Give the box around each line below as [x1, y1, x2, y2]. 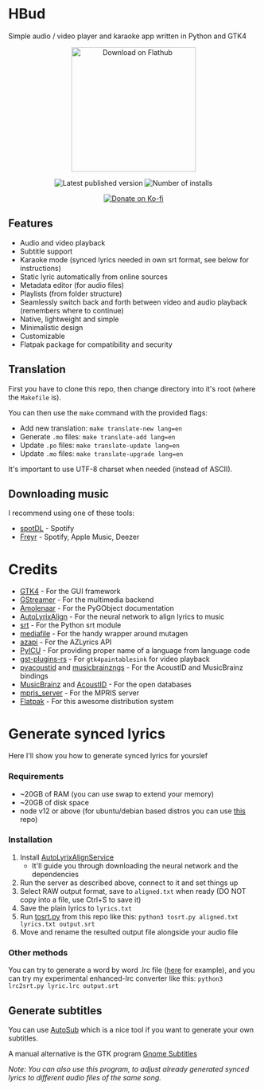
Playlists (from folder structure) [19, 289, 122, 298]
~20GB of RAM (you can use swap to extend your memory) [19, 789, 215, 798]
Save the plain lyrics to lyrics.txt [19, 903, 133, 913]
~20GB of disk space [19, 797, 90, 807]
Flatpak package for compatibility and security [19, 340, 173, 349]
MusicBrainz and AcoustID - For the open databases [19, 679, 192, 690]
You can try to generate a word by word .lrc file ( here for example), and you [8, 966, 256, 975]
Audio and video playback [19, 238, 106, 247]
